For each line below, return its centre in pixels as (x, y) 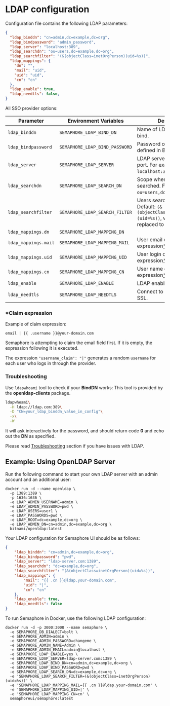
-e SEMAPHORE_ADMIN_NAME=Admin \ (45, 645)
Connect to (150, 291)
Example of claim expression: (36, 324)
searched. (149, 186)
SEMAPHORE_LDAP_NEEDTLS (88, 295)
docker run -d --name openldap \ (40, 489)
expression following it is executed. (42, 348)
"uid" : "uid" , (29, 75)
